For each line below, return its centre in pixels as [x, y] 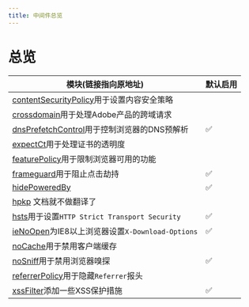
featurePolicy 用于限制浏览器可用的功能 [84, 159]
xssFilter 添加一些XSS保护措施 [67, 290]
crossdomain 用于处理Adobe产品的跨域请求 [92, 114]
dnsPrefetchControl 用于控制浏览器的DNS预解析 [100, 129]
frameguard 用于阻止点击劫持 [66, 173]
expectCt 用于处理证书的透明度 [69, 144]
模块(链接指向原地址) [105, 84]
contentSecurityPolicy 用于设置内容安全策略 [93, 100]
